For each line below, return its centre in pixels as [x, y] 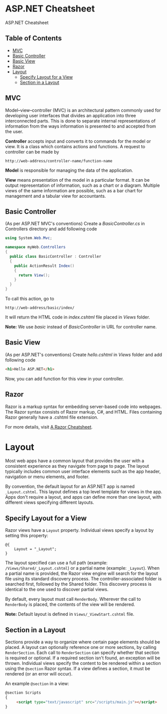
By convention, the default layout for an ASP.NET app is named [70, 487]
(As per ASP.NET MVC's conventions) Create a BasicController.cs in [75, 224]
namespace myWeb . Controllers [35, 247]
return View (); [34, 275]
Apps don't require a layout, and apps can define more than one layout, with [83, 497]
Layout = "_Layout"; [35, 549]
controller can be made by [32, 152]
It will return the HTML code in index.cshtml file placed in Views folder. [78, 317]
